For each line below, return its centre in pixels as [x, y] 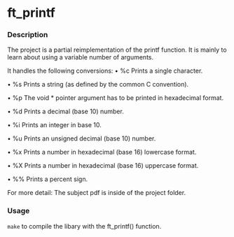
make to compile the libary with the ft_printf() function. [84, 226]
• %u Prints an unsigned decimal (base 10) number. [82, 138]
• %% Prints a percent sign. [48, 179]
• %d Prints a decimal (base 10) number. [66, 112]
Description [28, 35]
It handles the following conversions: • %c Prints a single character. [105, 71]
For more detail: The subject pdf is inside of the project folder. [97, 193]
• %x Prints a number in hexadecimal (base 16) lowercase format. [102, 152]
